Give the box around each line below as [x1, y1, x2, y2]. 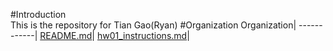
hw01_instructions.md [96, 30, 188, 41]
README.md [39, 30, 93, 41]
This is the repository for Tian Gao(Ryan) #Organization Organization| [10, 19, 297, 31]
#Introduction [10, 9, 67, 20]
